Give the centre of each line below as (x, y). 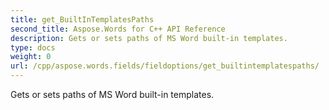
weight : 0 (31, 57)
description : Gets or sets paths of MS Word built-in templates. (149, 38)
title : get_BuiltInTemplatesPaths (82, 19)
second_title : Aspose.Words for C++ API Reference (118, 29)
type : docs (33, 47)
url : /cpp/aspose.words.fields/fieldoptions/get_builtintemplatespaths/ (165, 66)
